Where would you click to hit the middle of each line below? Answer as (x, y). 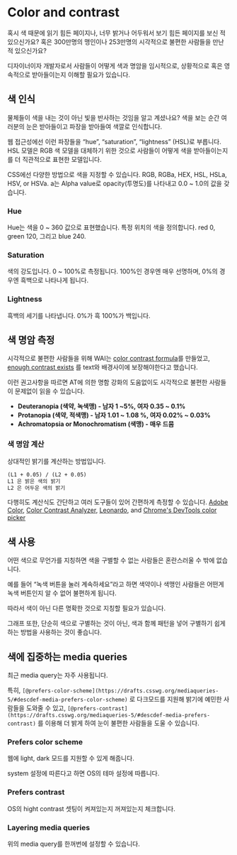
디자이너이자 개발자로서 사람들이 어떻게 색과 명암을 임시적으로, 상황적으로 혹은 (115, 65)
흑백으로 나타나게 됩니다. (54, 281)
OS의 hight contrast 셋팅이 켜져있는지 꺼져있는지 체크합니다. (91, 808)
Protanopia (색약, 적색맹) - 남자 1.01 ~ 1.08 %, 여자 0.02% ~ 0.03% (114, 415)
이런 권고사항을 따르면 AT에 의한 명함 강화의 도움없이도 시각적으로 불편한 (108, 382)
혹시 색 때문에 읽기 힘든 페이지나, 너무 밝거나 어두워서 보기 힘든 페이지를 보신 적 (117, 33)
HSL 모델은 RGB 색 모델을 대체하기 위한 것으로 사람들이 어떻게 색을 (100, 151)
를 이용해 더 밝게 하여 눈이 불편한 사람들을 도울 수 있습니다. (118, 723)
